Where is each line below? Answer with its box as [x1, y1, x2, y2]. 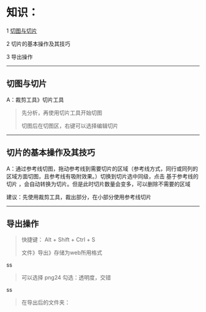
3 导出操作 [6, 53, 33, 60]
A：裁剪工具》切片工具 [6, 96, 64, 103]
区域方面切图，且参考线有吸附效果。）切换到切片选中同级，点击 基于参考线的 [6, 172, 199, 180]
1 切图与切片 [6, 27, 37, 34]
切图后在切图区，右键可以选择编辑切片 [21, 122, 118, 129]
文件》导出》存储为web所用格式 [21, 249, 102, 256]
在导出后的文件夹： [21, 299, 71, 306]
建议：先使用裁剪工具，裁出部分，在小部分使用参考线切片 [6, 193, 151, 200]
